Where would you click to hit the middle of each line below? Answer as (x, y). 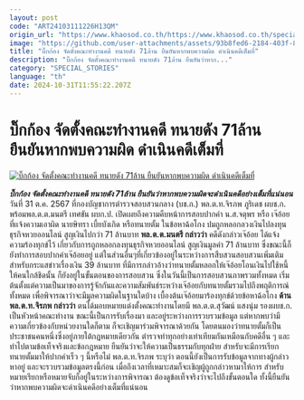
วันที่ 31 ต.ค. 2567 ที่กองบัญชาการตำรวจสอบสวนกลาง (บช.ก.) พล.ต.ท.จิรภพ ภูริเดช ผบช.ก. (148, 204)
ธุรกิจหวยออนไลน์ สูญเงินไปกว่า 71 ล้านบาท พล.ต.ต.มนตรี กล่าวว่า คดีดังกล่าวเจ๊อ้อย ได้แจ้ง (145, 234)
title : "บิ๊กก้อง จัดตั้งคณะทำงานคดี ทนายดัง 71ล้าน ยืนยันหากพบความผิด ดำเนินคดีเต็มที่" (134, 52)
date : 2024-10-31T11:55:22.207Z (70, 85)
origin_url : (32, 34)
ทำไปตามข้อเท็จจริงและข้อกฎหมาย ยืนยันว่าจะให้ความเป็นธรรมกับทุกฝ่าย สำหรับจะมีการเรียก (144, 346)
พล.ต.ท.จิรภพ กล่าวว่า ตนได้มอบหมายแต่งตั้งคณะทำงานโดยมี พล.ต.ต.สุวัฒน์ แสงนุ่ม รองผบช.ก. (151, 305)
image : (22, 43)
